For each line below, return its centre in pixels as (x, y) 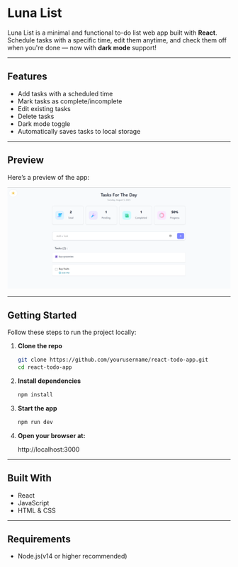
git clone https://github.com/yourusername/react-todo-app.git (113, 360)
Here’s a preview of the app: (49, 177)
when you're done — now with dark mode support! (82, 47)
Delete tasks (36, 116)
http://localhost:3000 (49, 449)
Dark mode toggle (44, 124)
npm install (35, 394)
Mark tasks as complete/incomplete (70, 101)
